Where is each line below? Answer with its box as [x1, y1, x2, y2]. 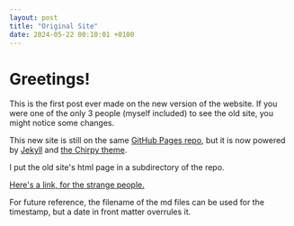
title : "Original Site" [9, 22, 99, 31]
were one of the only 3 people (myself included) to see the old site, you [9, 108, 274, 119]
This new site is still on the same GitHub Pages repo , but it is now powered [9, 135, 286, 146]
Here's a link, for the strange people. [9, 179, 146, 190]
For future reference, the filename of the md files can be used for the [9, 197, 265, 208]
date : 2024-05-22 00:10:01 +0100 [9, 30, 135, 39]
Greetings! [9, 68, 91, 89]
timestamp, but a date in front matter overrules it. [9, 206, 192, 217]
